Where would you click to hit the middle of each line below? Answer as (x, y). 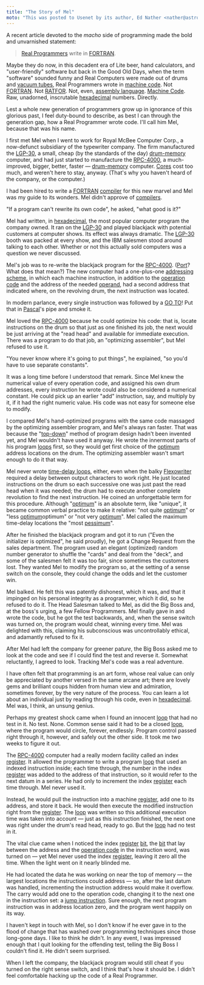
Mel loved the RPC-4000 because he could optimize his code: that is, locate (102, 320)
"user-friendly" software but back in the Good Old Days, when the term (95, 71)
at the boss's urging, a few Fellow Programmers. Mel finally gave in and (96, 611)
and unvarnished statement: (41, 41)
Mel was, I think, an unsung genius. (50, 705)
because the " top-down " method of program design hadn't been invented (99, 434)
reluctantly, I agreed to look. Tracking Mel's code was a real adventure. (95, 662)
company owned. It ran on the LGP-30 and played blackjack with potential (99, 227)
